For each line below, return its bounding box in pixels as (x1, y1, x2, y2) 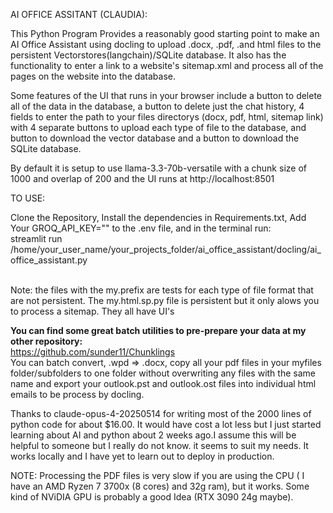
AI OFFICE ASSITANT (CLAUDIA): (10, 9, 148, 20)
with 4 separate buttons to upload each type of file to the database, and (10, 122, 307, 133)
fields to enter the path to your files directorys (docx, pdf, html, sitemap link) (10, 111, 324, 123)
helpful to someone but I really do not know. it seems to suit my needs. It (10, 440, 309, 451)
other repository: (10, 335, 83, 347)
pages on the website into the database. (10, 70, 176, 82)
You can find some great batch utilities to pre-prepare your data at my (10, 325, 307, 336)
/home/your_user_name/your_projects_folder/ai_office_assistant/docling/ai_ (10, 244, 322, 255)
